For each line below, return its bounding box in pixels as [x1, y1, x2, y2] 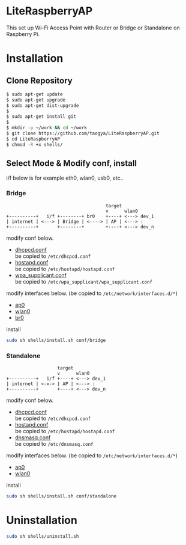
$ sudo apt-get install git [6, 114, 77, 120]
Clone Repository [6, 75, 73, 85]
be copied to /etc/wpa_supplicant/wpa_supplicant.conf [14, 278, 153, 285]
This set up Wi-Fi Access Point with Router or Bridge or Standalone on [6, 24, 180, 31]
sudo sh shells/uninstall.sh [6, 533, 79, 539]
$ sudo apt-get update [6, 91, 63, 97]
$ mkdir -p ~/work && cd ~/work [6, 125, 87, 131]
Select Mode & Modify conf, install [6, 158, 137, 169]
